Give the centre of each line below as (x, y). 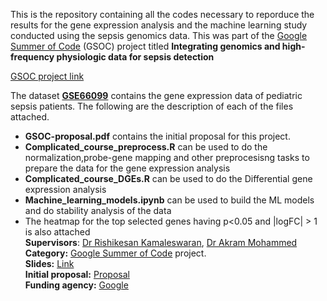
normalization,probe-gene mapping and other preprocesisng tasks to (167, 157)
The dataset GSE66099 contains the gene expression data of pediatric (156, 95)
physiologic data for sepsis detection (135, 57)
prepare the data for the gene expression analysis (127, 168)
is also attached (57, 232)
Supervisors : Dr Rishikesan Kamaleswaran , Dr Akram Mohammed (161, 242)
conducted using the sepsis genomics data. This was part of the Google (159, 35)
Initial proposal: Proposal (77, 274)
